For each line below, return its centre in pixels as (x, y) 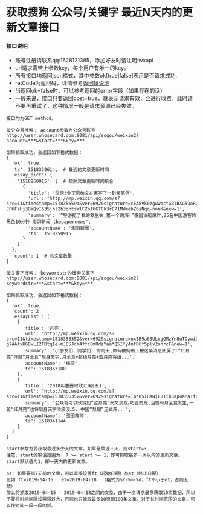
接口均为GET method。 (31, 119)
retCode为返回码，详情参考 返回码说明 (62, 83)
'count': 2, (27, 312)
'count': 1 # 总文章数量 (42, 256)
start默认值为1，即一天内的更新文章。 (48, 462)
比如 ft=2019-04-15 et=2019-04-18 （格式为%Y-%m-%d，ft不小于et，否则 (95, 480)
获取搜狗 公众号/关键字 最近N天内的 (94, 12)
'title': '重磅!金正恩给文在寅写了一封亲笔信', (82, 193)
